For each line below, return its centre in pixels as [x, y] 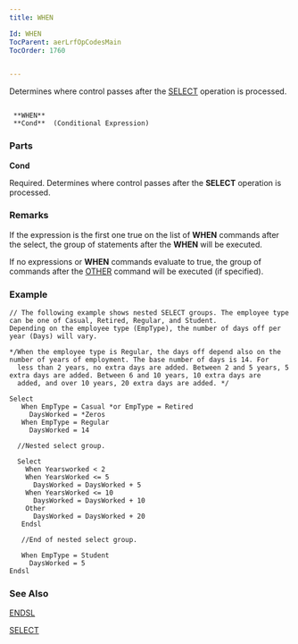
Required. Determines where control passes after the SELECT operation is [145, 182]
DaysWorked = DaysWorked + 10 [89, 501]
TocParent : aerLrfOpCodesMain [66, 42]
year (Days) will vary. [54, 336]
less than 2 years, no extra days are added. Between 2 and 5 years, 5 [153, 368]
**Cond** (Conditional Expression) [81, 123]
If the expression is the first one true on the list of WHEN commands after [144, 234]
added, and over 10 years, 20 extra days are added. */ [123, 384]
